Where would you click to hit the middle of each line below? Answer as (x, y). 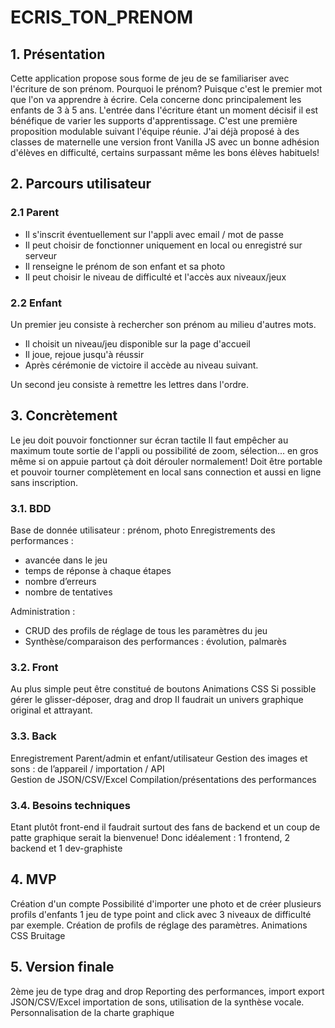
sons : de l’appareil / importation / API (87, 768)
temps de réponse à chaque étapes (98, 571)
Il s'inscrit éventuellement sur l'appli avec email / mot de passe (154, 234)
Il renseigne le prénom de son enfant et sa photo (125, 266)
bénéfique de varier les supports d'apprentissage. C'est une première (154, 120)
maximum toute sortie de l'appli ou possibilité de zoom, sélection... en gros (164, 450)
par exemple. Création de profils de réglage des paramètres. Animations (159, 925)
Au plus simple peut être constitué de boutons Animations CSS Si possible (163, 689)
